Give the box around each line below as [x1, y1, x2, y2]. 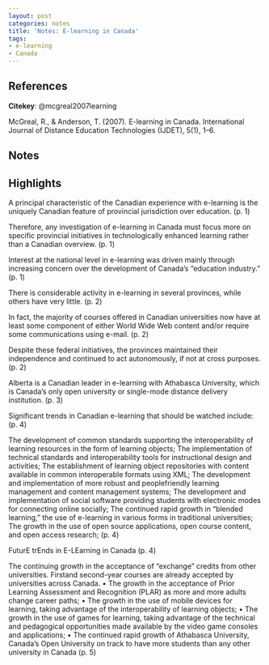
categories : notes [8, 19, 70, 28]
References [8, 79, 68, 93]
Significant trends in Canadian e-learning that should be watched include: [8, 411, 254, 421]
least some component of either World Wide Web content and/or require [8, 321, 250, 330]
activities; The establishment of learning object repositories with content [8, 461, 250, 471]
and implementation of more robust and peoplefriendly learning [8, 479, 220, 488]
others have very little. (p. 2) [8, 296, 103, 306]
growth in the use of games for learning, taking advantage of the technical [8, 613, 256, 623]
